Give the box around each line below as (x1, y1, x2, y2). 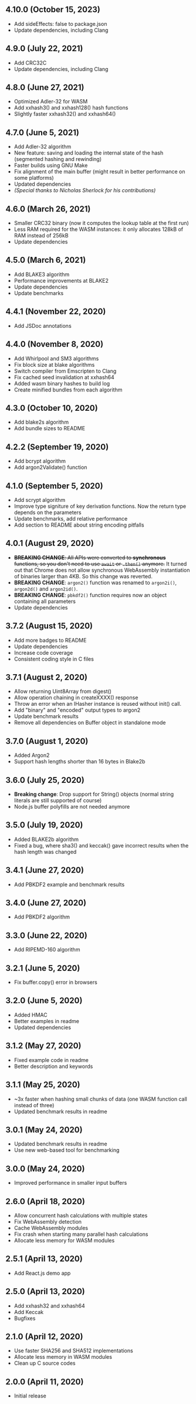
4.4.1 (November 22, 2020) (5, 307, 106, 317)
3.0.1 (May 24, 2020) (5, 1125, 83, 1135)
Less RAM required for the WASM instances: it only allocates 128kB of (13, 226, 183, 233)
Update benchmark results (13, 713, 79, 720)
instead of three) (13, 1101, 55, 1108)
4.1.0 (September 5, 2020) (5, 481, 103, 491)
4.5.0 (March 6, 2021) (5, 255, 86, 265)
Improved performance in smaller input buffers (13, 1180, 127, 1187)
